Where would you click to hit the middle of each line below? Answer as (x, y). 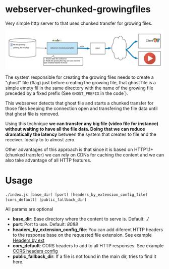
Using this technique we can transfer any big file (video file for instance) (82, 123)
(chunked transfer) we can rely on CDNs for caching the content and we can (85, 154)
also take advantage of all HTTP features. (48, 160)
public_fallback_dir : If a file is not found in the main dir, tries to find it (84, 256)
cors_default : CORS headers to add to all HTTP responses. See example (88, 245)
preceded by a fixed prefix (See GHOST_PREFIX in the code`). (67, 93)
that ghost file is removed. (32, 114)
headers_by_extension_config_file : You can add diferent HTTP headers (88, 229)
